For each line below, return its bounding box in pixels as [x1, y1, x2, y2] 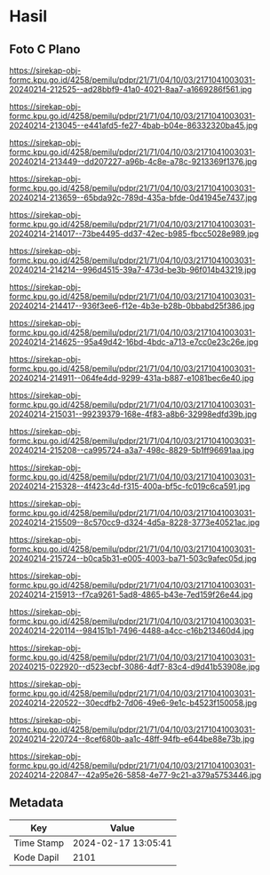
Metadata [9, 795, 64, 810]
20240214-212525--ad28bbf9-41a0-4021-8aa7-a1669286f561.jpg [9, 84, 252, 94]
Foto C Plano [9, 42, 81, 57]
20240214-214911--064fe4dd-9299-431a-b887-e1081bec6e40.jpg [9, 373, 255, 383]
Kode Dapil [13, 851, 60, 863]
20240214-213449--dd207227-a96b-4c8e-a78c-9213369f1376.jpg [9, 156, 258, 166]
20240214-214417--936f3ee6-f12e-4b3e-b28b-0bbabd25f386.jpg [9, 300, 255, 311]
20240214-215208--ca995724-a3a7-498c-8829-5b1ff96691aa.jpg [9, 445, 255, 455]
